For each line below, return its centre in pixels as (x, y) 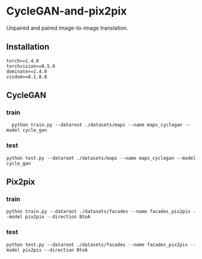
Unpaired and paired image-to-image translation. (67, 28)
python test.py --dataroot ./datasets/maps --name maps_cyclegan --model (101, 158)
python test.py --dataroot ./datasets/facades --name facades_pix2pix (97, 244)
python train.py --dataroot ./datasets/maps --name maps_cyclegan (97, 125)
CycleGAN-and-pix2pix (67, 11)
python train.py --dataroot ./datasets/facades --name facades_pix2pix (98, 212)
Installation (28, 47)
